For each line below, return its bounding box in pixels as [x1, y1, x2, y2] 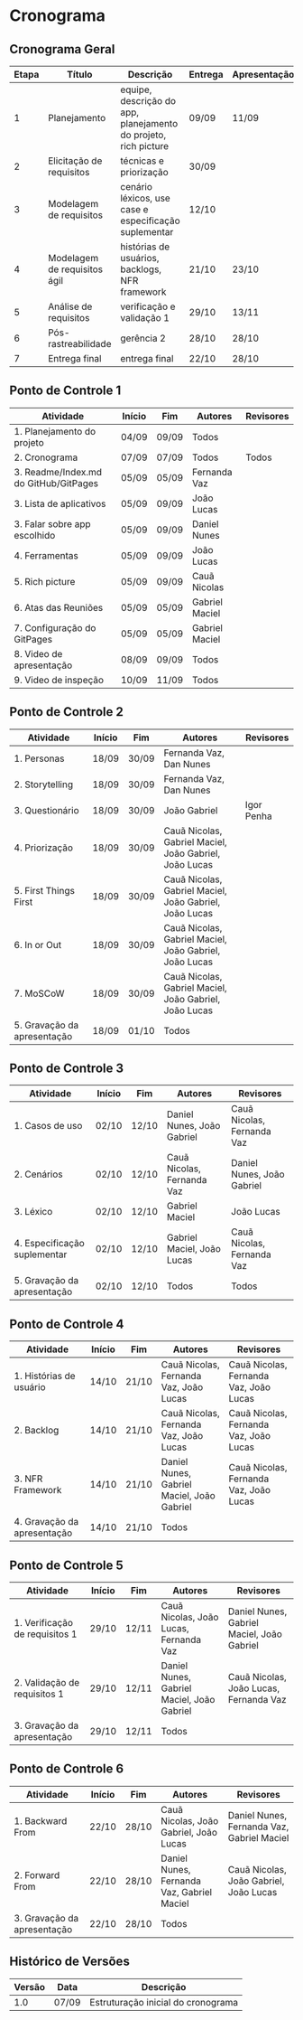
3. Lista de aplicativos [14, 497, 106, 510]
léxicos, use [120, 192, 171, 204]
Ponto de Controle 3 [9, 1061, 124, 1076]
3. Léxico [14, 1206, 53, 1218]
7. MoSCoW [14, 987, 65, 1000]
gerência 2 [120, 332, 167, 344]
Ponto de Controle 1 [9, 383, 122, 399]
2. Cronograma [14, 451, 78, 464]
